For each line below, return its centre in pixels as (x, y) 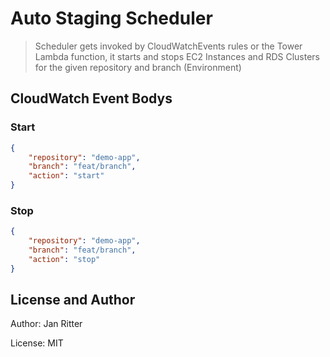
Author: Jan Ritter (46, 324)
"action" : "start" (66, 176)
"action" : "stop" (64, 259)
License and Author (73, 300)
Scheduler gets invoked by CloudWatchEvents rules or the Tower (168, 46)
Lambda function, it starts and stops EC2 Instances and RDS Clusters (177, 56)
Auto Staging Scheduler (111, 18)
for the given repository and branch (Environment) (138, 67)
